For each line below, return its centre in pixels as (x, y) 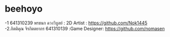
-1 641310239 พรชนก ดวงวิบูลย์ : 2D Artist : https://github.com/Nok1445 (76, 23)
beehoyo (24, 9)
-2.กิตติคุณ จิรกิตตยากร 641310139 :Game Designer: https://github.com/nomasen (85, 28)
